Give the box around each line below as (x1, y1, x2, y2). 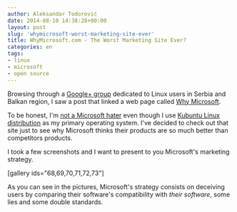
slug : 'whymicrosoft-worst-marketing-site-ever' (7, 30, 155, 38)
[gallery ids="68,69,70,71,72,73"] (7, 169, 105, 177)
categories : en (7, 43, 53, 51)
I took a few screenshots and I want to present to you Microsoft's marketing (7, 147, 230, 156)
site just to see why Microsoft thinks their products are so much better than (7, 126, 228, 134)
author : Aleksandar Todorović (7, 10, 98, 18)
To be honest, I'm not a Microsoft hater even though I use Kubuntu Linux (7, 111, 220, 120)
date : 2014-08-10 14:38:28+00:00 (7, 17, 107, 24)
